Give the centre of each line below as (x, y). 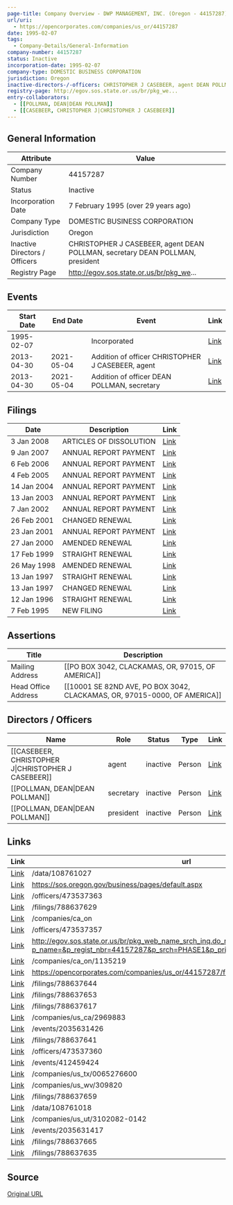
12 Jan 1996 (32, 599)
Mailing (23, 666)
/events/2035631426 (68, 1029)
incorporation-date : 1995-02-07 (54, 65)
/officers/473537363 (67, 895)
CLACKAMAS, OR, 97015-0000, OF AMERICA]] (143, 695)
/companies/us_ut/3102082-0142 (89, 1119)
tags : (15, 40)
